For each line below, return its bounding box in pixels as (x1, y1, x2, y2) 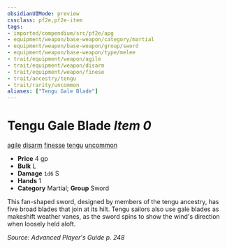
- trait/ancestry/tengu (7, 75, 77, 82)
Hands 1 (17, 177, 42, 185)
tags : (7, 23, 23, 30)
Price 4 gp (17, 155, 49, 163)
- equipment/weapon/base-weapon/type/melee (7, 49, 136, 56)
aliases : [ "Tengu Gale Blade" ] (7, 88, 98, 95)
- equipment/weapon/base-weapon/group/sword (7, 42, 139, 49)
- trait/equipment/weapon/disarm (7, 62, 105, 69)
